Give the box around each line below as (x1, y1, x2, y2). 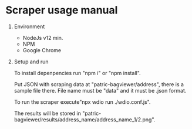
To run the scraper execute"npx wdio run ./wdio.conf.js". (14, 98, 151, 106)
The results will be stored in (14, 110, 82, 117)
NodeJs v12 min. (22, 34, 63, 41)
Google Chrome (22, 46, 62, 53)
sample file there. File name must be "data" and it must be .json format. (14, 87, 187, 94)
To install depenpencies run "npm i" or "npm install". (14, 69, 142, 76)
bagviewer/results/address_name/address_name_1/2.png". (14, 116, 156, 123)
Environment (14, 23, 45, 30)
